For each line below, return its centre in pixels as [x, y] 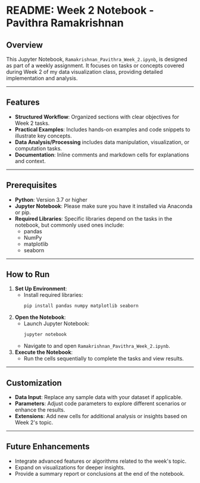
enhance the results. [40, 410]
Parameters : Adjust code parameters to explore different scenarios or [100, 403]
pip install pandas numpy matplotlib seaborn [81, 306]
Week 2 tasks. [32, 123]
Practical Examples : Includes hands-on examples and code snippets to [102, 129]
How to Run [28, 275]
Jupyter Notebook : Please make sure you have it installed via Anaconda [104, 206]
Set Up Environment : [41, 288]
